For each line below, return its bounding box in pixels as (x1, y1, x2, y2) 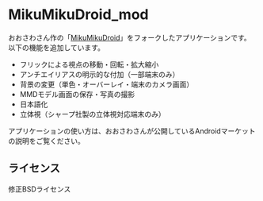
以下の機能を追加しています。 (8, 42, 105, 52)
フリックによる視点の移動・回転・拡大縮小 (19, 60, 159, 69)
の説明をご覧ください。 (8, 136, 85, 145)
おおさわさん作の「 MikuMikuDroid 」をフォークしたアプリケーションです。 (8, 33, 251, 42)
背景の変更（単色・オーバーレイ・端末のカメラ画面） (19, 79, 194, 89)
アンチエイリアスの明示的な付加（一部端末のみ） (19, 69, 180, 79)
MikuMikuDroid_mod (8, 6, 149, 24)
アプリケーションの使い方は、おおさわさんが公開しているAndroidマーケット (8, 126, 256, 136)
